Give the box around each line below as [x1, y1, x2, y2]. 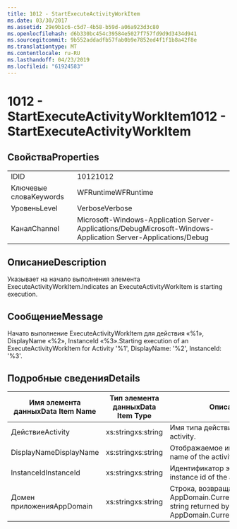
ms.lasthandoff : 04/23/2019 [7, 57, 90, 64]
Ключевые [11, 183, 47, 193]
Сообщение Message [7, 310, 104, 322]
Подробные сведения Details [7, 372, 140, 384]
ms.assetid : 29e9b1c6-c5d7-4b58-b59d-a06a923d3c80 [7, 23, 159, 30]
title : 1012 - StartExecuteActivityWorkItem [7, 10, 140, 18]
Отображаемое [169, 443, 224, 453]
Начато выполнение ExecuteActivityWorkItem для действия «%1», [7, 329, 205, 338]
